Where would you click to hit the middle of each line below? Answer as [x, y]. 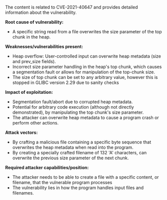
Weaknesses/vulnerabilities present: [44, 46]
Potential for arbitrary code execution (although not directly [73, 107]
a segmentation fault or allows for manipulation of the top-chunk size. [84, 72]
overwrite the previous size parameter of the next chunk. [71, 158]
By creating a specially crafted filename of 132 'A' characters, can [80, 153]
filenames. [23, 193]
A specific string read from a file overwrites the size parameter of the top [87, 32]
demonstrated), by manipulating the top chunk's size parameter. [78, 112]
